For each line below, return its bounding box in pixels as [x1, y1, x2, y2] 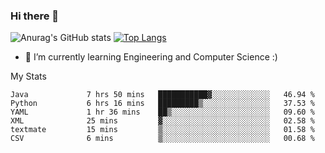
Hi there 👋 [10, 9, 60, 23]
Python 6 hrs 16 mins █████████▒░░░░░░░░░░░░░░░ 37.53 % [10, 99, 315, 109]
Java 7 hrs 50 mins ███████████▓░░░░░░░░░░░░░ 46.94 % [10, 90, 315, 100]
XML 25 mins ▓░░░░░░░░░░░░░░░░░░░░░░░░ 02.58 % [10, 116, 315, 126]
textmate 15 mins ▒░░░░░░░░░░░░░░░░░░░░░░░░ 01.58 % [10, 125, 315, 135]
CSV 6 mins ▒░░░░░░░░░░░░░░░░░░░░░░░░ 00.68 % [10, 134, 315, 144]
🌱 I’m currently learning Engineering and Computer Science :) [24, 51, 278, 63]
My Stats [10, 70, 47, 83]
